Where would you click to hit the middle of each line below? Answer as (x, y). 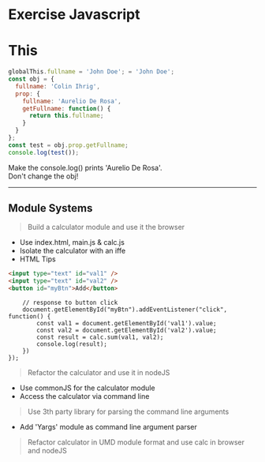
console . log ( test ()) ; (44, 152)
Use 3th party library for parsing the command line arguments (128, 411)
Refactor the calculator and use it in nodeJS (99, 373)
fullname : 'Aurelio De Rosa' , (72, 101)
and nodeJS (47, 451)
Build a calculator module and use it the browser (106, 227)
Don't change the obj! (43, 176)
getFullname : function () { (67, 108)
